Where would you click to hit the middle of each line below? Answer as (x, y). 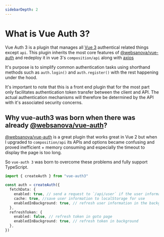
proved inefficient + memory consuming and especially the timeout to (75, 147)
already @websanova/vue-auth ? (56, 125)
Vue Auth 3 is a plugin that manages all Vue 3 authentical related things (77, 47)
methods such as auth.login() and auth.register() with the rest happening (82, 72)
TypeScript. (17, 167)
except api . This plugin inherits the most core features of (62, 52)
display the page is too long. (33, 153)
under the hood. (21, 77)
